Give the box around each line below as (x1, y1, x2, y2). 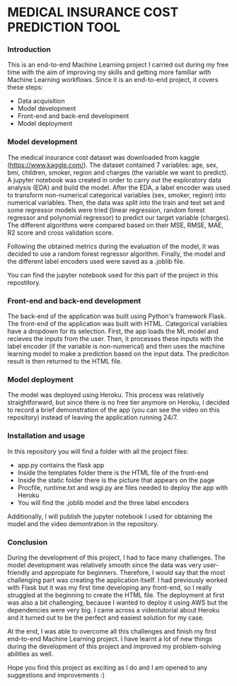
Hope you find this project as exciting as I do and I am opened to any (7, 663, 208, 672)
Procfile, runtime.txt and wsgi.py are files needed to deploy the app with (17, 483, 229, 492)
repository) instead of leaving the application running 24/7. (7, 413, 178, 422)
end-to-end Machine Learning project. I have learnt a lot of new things (7, 634, 213, 643)
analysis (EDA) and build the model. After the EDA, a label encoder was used (7, 183, 231, 192)
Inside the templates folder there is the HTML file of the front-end (17, 468, 209, 477)
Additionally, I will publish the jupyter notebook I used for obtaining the (7, 512, 213, 521)
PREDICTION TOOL (7, 19, 121, 35)
